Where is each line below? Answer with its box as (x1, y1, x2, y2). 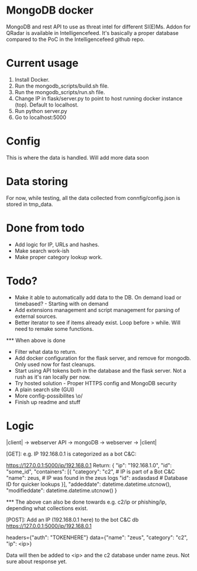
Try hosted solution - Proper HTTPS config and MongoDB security (14, 379, 177, 386)
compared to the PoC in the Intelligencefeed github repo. (6, 36, 145, 43)
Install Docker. (14, 76, 50, 83)
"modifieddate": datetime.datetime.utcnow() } (6, 486, 117, 494)
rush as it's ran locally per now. (14, 373, 91, 380)
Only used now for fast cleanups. (14, 360, 96, 367)
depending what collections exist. (6, 504, 88, 512)
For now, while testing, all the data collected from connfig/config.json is (6, 194, 180, 201)
